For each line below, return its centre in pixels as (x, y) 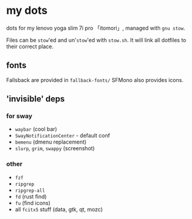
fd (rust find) (31, 196)
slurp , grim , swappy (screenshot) (55, 148)
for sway (19, 116)
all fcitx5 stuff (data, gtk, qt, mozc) (59, 209)
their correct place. (30, 46)
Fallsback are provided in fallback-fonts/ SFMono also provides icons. (95, 80)
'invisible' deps (36, 99)
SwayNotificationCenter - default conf (62, 136)
